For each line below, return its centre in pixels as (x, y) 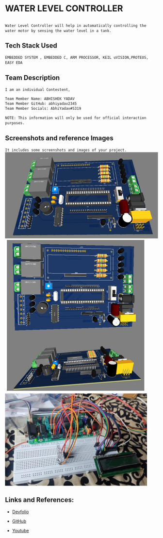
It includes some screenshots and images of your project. (66, 150)
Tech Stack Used (31, 45)
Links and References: (40, 500)
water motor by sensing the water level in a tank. (58, 31)
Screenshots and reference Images (59, 138)
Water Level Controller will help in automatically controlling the (76, 25)
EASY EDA (14, 63)
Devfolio (20, 512)
